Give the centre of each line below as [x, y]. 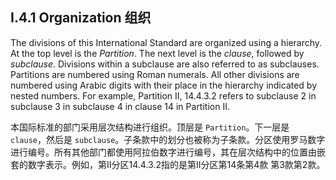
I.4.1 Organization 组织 [81, 18]
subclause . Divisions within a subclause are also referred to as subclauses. [165, 64]
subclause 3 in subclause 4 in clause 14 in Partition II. [120, 106]
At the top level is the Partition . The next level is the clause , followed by [157, 53]
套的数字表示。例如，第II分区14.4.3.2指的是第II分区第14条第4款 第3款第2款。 [168, 164]
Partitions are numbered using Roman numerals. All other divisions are [155, 74]
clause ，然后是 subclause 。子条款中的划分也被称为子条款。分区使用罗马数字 [168, 139]
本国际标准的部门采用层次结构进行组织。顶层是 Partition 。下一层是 [150, 127]
